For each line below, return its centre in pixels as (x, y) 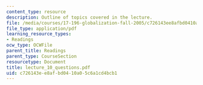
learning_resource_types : (39, 34)
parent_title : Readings (36, 51)
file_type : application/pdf (42, 28)
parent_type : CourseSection (42, 56)
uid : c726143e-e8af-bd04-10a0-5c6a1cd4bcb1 (62, 73)
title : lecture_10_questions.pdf (48, 67)
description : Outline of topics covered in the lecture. (79, 17)
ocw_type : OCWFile (29, 45)
